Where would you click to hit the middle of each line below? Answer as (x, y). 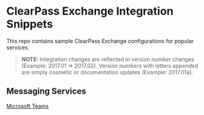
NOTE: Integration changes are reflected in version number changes (108, 59)
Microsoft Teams (28, 106)
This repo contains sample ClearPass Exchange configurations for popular (100, 41)
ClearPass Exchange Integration (90, 11)
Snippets (30, 24)
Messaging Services (47, 92)
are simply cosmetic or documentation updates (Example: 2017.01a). (107, 72)
